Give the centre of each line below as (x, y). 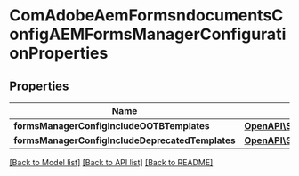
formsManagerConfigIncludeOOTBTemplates (112, 126)
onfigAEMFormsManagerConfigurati (148, 34)
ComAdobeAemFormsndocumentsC (146, 16)
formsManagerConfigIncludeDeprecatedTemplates (125, 140)
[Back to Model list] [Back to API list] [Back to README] (111, 162)
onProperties (59, 53)
